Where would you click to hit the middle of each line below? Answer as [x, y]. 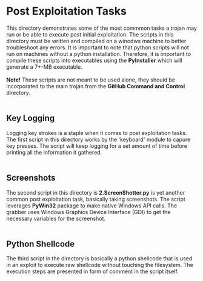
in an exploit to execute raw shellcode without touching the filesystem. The [100, 265]
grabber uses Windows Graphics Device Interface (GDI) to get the [88, 212]
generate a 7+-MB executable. [45, 67]
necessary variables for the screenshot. [56, 218]
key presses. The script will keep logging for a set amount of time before [97, 146]
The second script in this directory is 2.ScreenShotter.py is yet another [96, 192]
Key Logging [31, 118]
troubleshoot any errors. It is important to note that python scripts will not [98, 47]
